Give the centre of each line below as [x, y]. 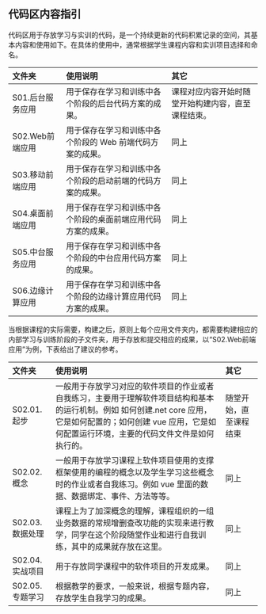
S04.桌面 [29, 213]
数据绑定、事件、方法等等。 [123, 496]
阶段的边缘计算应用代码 [118, 296]
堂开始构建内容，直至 [211, 103]
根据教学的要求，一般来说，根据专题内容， [135, 586]
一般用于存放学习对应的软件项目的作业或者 [135, 386]
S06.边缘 [29, 290]
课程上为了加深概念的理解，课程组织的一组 [135, 511]
